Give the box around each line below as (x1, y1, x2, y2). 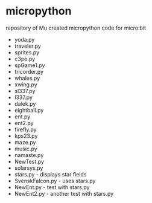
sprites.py (14, 48, 40, 56)
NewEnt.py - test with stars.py (14, 183, 90, 191)
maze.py (14, 138, 36, 146)
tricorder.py (14, 68, 43, 75)
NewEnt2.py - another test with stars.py (14, 190, 114, 197)
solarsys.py (14, 164, 43, 172)
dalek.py (14, 100, 36, 107)
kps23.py (14, 132, 38, 140)
